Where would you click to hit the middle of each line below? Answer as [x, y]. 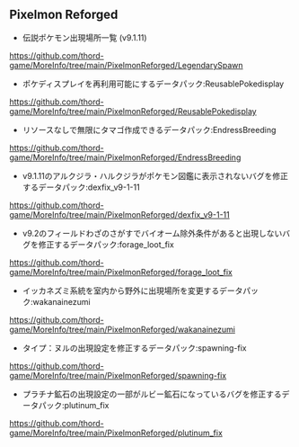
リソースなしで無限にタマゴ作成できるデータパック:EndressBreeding [149, 130]
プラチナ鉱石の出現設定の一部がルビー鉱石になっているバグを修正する [152, 394]
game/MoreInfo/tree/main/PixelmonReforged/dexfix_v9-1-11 [120, 214]
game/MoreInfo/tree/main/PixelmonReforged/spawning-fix [118, 375]
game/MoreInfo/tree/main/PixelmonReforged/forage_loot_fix [121, 272]
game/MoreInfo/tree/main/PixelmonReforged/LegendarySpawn [127, 65]
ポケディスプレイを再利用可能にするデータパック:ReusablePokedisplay [153, 84]
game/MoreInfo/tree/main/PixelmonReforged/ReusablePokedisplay [133, 111]
